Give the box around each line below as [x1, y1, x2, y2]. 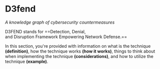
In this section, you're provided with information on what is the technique [5, 43, 151, 49]
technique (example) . [5, 58, 48, 64]
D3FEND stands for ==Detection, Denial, [5, 28, 86, 34]
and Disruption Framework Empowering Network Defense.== [5, 34, 128, 40]
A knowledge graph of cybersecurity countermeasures [5, 19, 115, 25]
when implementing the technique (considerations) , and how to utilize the [5, 53, 154, 59]
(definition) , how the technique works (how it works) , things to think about [5, 48, 155, 54]
